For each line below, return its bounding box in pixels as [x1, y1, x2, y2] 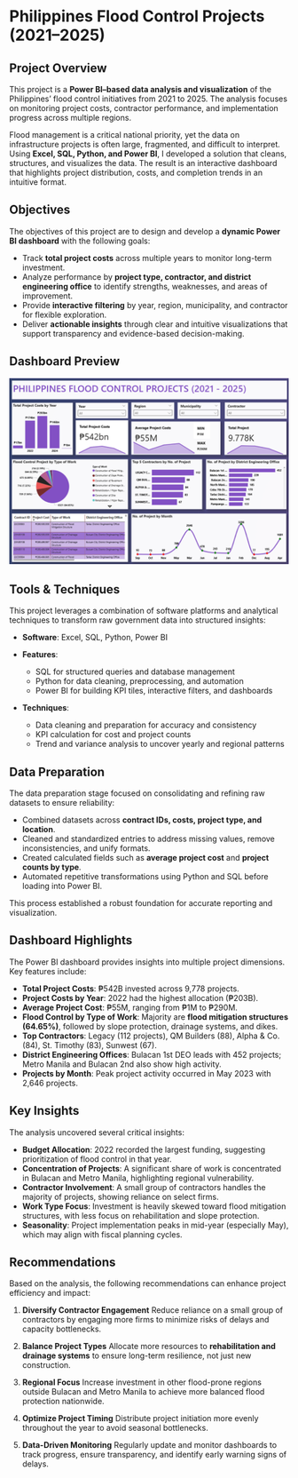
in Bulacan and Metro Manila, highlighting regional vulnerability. [21, 1172, 255, 1183]
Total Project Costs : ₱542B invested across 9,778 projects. [21, 983, 239, 994]
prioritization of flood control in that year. [21, 1153, 172, 1164]
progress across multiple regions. [9, 113, 131, 123]
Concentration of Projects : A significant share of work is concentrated [21, 1163, 282, 1173]
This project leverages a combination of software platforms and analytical [9, 606, 278, 616]
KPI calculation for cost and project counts [35, 729, 192, 740]
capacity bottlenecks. [21, 1323, 102, 1334]
